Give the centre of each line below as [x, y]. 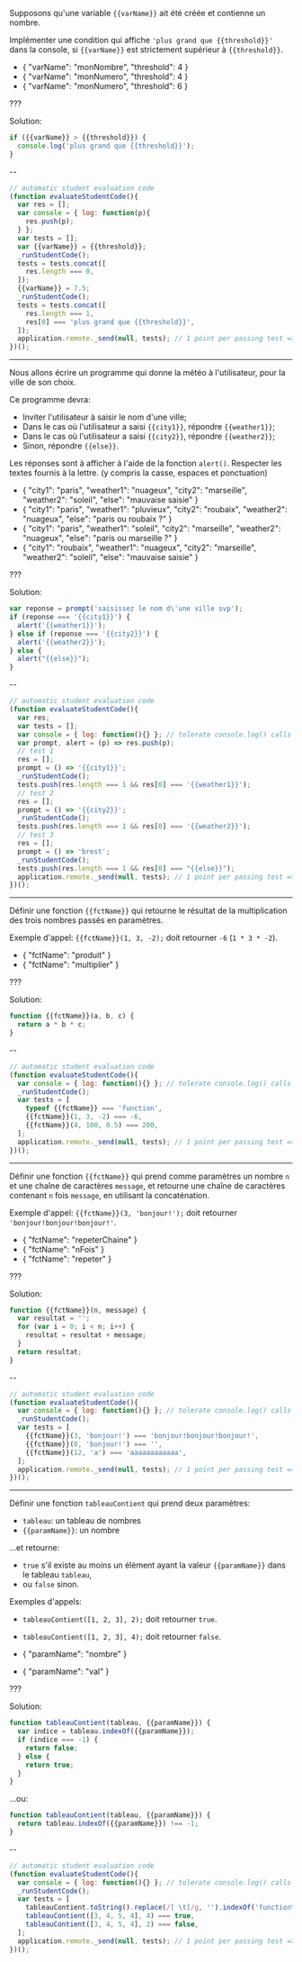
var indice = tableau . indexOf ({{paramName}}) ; [106, 1731]
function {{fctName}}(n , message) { [78, 1310]
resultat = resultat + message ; [86, 1335]
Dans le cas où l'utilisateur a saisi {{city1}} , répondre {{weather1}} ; [149, 427]
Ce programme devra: [50, 400]
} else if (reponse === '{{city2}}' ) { [84, 634]
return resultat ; [50, 1352]
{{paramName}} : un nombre [71, 1531]
